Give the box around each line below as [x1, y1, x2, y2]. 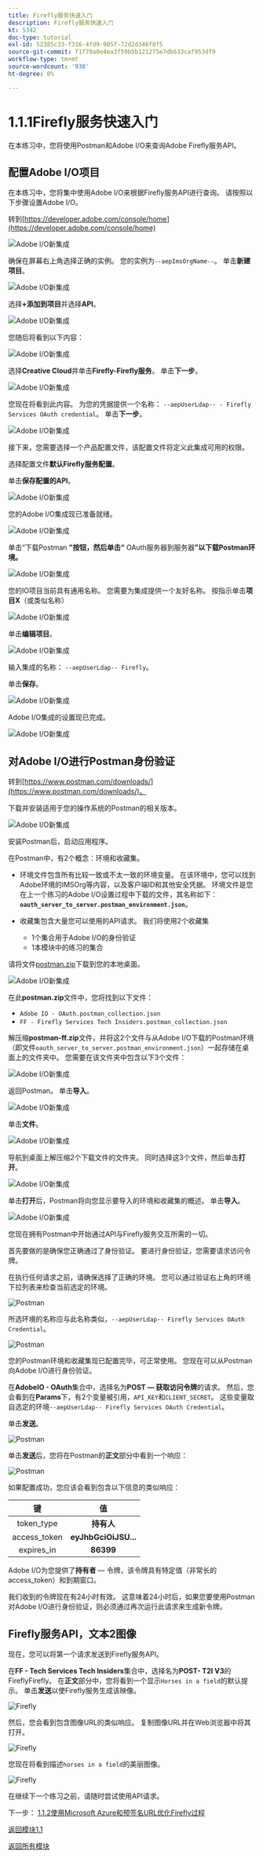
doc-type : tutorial [8, 33, 72, 42]
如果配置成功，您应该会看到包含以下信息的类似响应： [8, 1483, 181, 1492]
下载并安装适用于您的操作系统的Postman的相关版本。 [8, 803, 181, 813]
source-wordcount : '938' [8, 63, 89, 71]
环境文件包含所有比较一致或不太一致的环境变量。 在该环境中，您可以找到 [19, 870, 256, 880]
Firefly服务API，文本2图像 [8, 1627, 137, 1640]
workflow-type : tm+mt [8, 56, 79, 64]
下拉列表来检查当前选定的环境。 [8, 1282, 111, 1292]
